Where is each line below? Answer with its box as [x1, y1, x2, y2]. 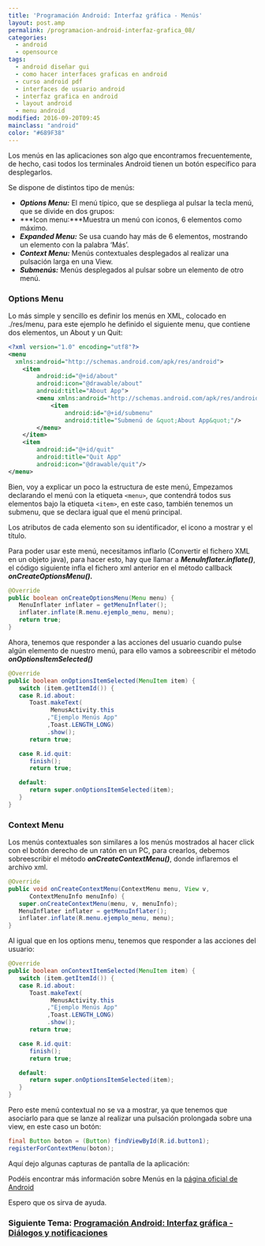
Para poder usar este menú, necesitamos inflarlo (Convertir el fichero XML [8, 546, 250, 556]
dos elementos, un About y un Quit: [8, 327, 124, 337]
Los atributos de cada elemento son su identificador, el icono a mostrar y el [8, 522, 253, 532]
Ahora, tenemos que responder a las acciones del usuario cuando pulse [8, 637, 242, 647]
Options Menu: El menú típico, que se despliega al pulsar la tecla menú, [19, 198, 254, 208]
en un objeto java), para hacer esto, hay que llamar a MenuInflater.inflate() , [8, 554, 256, 564]
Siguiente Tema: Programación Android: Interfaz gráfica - [8, 1217, 233, 1228]
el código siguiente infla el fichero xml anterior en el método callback [8, 563, 233, 572]
